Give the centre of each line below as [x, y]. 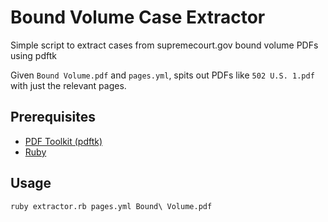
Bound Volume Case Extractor [138, 17]
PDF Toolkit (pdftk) [63, 141]
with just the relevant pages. [68, 85]
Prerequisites [53, 117]
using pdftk [33, 55]
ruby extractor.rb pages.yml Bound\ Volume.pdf [111, 206]
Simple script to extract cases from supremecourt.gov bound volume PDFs [164, 45]
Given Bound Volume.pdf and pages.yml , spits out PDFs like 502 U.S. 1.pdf [162, 75]
